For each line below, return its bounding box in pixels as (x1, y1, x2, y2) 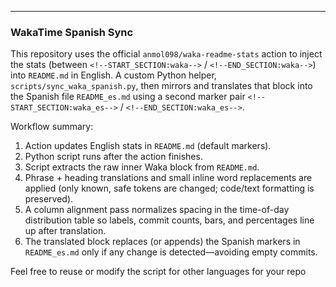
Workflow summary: (10, 121, 94, 133)
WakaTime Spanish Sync (10, 25, 134, 39)
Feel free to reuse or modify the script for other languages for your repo (10, 266, 307, 278)
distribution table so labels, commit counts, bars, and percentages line (24, 214, 315, 226)
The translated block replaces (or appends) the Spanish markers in (24, 236, 301, 248)
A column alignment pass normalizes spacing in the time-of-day (24, 204, 290, 216)
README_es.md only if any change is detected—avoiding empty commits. (24, 246, 318, 258)
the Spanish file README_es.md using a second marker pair (10, 91, 246, 103)
